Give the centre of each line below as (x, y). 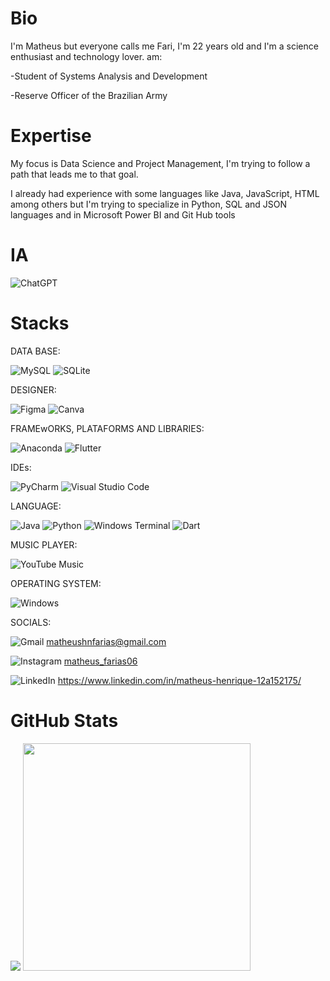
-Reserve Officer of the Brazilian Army (89, 95)
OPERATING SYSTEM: (56, 583)
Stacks (40, 323)
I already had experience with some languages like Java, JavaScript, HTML (165, 193)
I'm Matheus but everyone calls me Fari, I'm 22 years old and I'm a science (164, 46)
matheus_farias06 (100, 661)
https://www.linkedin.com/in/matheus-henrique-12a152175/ (179, 680)
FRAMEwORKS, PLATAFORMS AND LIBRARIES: (107, 428)
